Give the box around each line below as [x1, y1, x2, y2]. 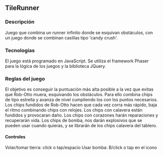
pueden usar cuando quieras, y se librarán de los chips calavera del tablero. [5, 123, 157, 129]
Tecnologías [5, 47, 35, 54]
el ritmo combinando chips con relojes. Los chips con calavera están [5, 107, 143, 113]
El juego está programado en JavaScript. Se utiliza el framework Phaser [5, 58, 149, 64]
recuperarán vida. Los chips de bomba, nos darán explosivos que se [5, 117, 143, 123]
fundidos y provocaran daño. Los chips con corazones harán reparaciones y [5, 112, 158, 118]
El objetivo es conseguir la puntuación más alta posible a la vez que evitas [5, 86, 154, 92]
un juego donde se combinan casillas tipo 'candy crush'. [5, 35, 118, 40]
